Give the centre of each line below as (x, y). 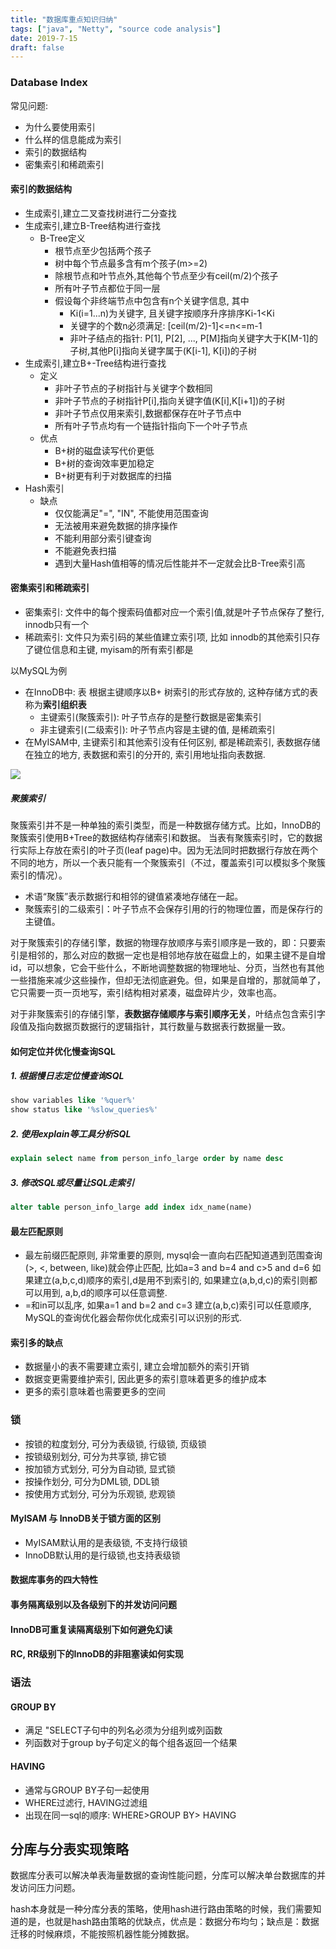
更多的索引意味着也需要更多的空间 (95, 1392)
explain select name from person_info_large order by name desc (147, 1159)
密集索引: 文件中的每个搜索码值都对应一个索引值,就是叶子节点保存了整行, (174, 612)
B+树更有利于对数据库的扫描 (113, 475)
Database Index (49, 83)
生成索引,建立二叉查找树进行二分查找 (100, 213)
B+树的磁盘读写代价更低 (104, 450)
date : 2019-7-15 (44, 38)
